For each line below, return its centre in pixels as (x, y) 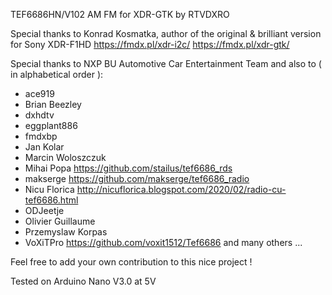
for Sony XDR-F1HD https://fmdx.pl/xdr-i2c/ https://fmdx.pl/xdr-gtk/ (150, 44)
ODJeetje (44, 210)
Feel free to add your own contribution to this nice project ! (131, 262)
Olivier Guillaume (60, 221)
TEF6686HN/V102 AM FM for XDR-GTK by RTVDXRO (120, 14)
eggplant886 (51, 125)
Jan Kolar (44, 147)
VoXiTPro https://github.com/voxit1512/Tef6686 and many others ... (163, 242)
